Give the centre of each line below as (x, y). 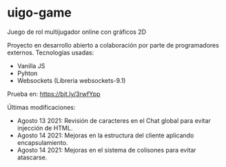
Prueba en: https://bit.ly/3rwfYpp (54, 94)
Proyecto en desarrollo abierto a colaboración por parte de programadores (113, 45)
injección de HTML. (45, 128)
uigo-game (40, 13)
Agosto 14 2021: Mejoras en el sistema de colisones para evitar (106, 150)
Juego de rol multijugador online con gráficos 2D (77, 32)
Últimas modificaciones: (41, 107)
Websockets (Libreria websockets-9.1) (71, 80)
